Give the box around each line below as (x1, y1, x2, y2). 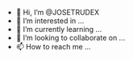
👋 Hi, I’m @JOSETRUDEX (15, 8, 100, 17)
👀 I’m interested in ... (15, 16, 85, 26)
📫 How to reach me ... (15, 42, 91, 51)
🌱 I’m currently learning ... (15, 25, 102, 33)
